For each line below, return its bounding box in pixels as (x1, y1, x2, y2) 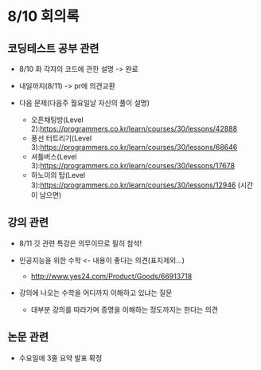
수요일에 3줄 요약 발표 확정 (18, 352, 103, 363)
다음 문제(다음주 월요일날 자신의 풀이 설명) (18, 98, 150, 108)
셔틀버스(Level (30, 152, 77, 161)
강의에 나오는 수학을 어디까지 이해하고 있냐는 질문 (18, 288, 173, 297)
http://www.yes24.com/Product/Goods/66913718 (30, 271, 193, 281)
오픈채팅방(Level (30, 115, 84, 124)
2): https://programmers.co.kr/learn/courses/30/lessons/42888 (30, 124, 238, 133)
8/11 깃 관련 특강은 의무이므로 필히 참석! (18, 238, 142, 248)
